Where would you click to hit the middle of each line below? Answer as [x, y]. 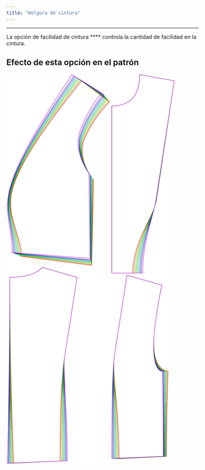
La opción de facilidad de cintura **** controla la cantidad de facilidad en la [102, 37]
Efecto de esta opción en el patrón [73, 63]
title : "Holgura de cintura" [43, 13]
